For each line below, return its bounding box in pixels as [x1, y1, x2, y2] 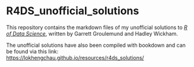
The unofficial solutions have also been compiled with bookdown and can [6, 42, 186, 49]
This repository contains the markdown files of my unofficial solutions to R [6, 24, 188, 31]
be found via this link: [6, 47, 59, 55]
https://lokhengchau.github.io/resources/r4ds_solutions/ [6, 54, 144, 61]
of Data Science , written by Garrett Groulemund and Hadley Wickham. [6, 30, 178, 37]
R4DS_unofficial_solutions [6, 4, 139, 18]
